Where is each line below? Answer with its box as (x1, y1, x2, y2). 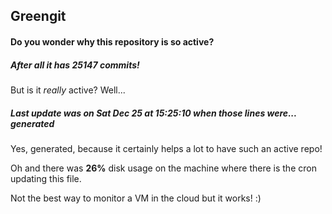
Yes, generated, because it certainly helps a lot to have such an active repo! (10, 142, 323, 154)
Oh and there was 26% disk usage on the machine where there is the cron (10, 162, 317, 174)
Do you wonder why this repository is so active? (10, 35, 215, 48)
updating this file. (10, 172, 82, 184)
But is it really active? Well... (10, 84, 126, 96)
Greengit (10, 8, 67, 25)
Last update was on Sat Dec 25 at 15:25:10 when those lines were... (10, 107, 297, 119)
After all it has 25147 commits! (10, 59, 140, 71)
